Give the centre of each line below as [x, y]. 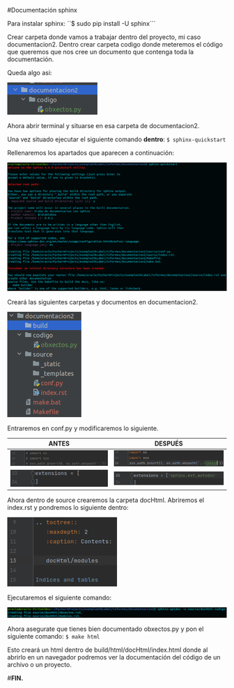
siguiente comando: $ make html [54, 636]
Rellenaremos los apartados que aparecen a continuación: [91, 153]
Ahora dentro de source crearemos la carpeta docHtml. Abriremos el [106, 500]
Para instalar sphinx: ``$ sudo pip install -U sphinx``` [81, 23]
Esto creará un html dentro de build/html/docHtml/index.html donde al [108, 650]
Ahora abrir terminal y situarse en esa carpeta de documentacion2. [103, 126]
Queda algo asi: [30, 73]
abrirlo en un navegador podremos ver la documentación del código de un [114, 657]
